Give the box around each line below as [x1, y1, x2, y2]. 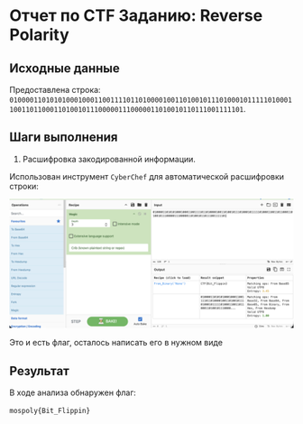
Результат [9, 363, 70, 379]
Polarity [9, 24, 69, 45]
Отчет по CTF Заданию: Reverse [9, 5, 263, 26]
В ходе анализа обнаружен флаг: [9, 387, 137, 398]
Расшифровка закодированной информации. [22, 153, 197, 164]
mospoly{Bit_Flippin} [9, 406, 91, 415]
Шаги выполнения [9, 130, 118, 145]
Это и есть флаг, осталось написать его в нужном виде [9, 337, 224, 348]
